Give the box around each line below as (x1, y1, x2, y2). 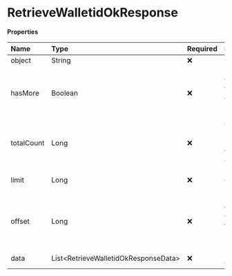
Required (186, 43, 217, 53)
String (51, 55, 71, 65)
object (10, 55, 31, 65)
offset (10, 216, 30, 226)
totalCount (10, 138, 45, 147)
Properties (7, 28, 39, 36)
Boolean (51, 88, 78, 98)
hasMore (10, 88, 40, 98)
